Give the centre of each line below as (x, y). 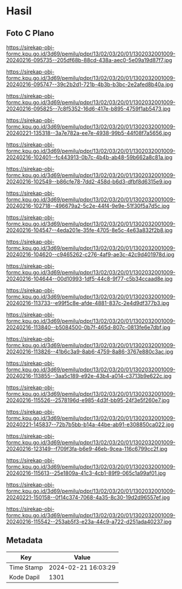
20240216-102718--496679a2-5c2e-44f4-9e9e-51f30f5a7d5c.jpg (88, 206)
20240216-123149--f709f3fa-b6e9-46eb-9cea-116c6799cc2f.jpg (87, 449)
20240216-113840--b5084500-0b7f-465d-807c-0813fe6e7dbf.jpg (88, 327)
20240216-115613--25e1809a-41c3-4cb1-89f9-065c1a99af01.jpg (86, 473)
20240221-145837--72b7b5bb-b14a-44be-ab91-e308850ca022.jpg (90, 425)
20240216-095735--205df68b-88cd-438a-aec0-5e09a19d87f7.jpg (89, 60)
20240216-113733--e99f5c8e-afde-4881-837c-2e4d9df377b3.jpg (88, 303)
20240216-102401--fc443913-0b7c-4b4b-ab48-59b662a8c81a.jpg (90, 157)
